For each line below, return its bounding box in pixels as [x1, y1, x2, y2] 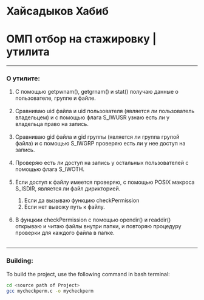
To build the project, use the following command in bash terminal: [6, 270, 170, 277]
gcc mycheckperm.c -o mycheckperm [6, 288, 94, 294]
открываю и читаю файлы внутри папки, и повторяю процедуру [15, 223, 182, 230]
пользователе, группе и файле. [15, 94, 96, 102]
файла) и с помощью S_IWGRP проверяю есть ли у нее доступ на [15, 140, 186, 147]
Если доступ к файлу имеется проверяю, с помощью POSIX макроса [15, 178, 195, 186]
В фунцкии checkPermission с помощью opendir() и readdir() [15, 216, 171, 223]
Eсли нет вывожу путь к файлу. [24, 203, 105, 211]
